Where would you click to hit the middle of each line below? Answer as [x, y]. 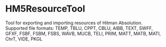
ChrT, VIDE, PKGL [24, 39]
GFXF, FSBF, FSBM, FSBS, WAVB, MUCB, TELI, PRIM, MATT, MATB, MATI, [83, 33]
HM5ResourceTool [45, 9]
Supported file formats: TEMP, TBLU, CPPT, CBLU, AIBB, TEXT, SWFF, [79, 28]
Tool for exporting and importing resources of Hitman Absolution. [74, 23]
